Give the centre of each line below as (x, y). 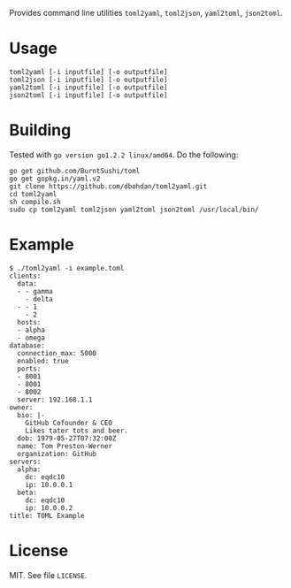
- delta (39, 299)
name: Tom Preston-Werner (65, 446)
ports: (29, 369)
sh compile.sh (35, 202)
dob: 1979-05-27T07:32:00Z (67, 438)
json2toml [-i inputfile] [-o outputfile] (88, 95)
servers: (25, 462)
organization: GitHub (57, 454)
